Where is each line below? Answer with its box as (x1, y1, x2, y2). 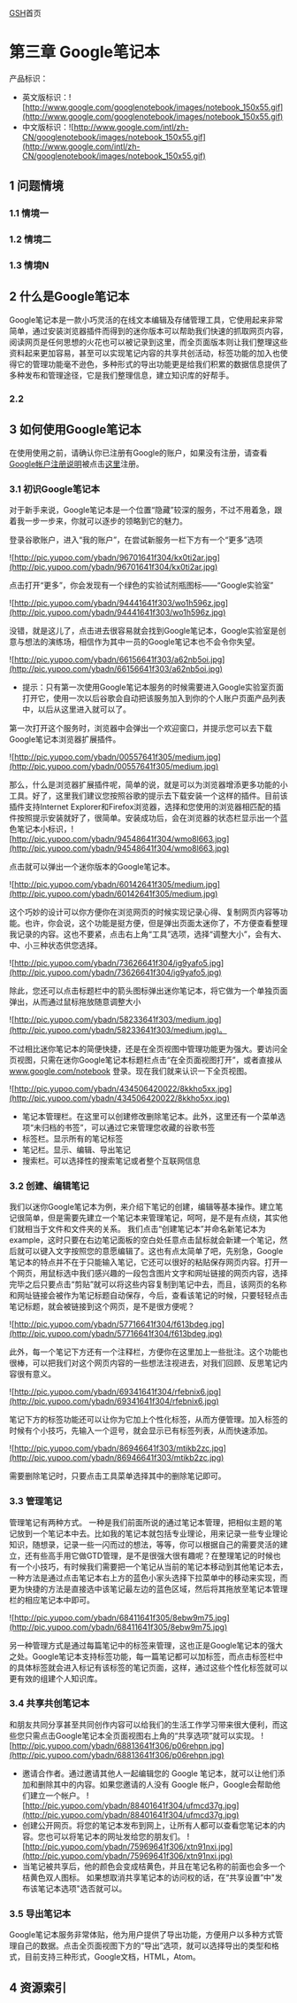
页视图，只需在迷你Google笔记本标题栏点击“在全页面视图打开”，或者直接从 (9, 1054, 283, 1065)
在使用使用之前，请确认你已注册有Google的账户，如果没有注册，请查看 (9, 447, 268, 458)
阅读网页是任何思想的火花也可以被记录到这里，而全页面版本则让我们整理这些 (9, 336, 288, 347)
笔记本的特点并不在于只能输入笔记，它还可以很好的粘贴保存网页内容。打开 (9, 1257, 280, 1267)
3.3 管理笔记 (9, 1495, 63, 1508)
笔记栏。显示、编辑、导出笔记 (21, 1144, 131, 1155)
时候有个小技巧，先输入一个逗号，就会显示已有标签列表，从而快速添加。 (9, 1425, 272, 1436)
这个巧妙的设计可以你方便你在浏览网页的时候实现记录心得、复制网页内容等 (9, 907, 280, 917)
